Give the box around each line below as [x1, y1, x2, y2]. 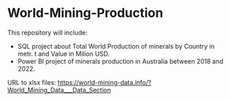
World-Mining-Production [7, 5, 163, 21]
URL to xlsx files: [7, 78, 57, 86]
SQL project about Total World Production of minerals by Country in [17, 42, 215, 50]
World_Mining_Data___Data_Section [7, 85, 111, 94]
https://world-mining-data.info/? [57, 78, 152, 86]
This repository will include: [7, 28, 88, 37]
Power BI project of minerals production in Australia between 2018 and [17, 57, 224, 65]
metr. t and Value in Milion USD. [17, 49, 110, 58]
